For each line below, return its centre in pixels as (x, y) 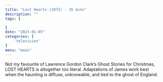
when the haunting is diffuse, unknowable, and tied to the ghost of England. (81, 74)
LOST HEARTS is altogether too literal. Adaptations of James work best (77, 69)
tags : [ (13, 19)
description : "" (22, 14)
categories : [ (20, 37)
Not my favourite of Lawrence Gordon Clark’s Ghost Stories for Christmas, (80, 64)
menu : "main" (18, 50)
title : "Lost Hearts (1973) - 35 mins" (46, 10)
